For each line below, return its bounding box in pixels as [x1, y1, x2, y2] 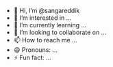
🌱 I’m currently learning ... [13, 21, 87, 29]
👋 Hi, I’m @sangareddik [13, 7, 80, 14]
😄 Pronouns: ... [13, 46, 58, 54]
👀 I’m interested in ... [13, 14, 72, 22]
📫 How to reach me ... [13, 36, 77, 44]
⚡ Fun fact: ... [13, 53, 51, 62]
